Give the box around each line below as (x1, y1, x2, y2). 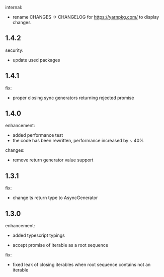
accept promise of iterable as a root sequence (12, 242, 109, 248)
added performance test (12, 132, 63, 138)
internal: (5, 5, 23, 10)
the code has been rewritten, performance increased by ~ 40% (12, 138, 144, 144)
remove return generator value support (12, 157, 94, 163)
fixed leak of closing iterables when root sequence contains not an (12, 261, 151, 268)
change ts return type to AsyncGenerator (12, 195, 98, 201)
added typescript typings (12, 232, 65, 238)
